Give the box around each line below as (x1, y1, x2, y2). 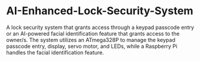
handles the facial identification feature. (6, 49, 104, 56)
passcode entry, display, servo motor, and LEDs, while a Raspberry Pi (6, 43, 178, 50)
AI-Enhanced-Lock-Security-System (6, 4, 193, 18)
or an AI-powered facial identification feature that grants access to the (6, 30, 180, 37)
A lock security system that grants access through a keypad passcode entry (6, 24, 195, 31)
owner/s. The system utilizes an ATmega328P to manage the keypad (6, 36, 175, 43)
